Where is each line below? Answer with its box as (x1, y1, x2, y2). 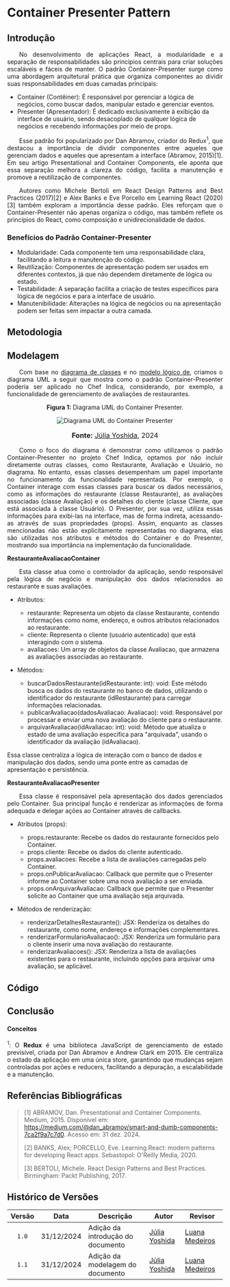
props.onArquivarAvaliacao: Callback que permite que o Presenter (27, 885, 214, 893)
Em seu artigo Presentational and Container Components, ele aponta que (7, 158, 223, 166)
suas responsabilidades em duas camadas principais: (7, 80, 158, 87)
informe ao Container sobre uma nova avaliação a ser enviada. (27, 877, 204, 885)
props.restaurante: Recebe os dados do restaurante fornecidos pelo (27, 833, 219, 842)
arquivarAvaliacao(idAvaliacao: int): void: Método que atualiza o (27, 723, 207, 731)
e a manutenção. (7, 1070, 55, 1078)
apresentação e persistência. (7, 766, 89, 774)
